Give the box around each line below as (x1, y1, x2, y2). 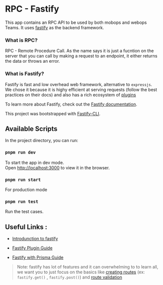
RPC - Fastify (5, 3, 59, 15)
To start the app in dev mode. (5, 160, 64, 165)
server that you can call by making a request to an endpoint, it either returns (5, 53, 158, 59)
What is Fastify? (5, 71, 44, 77)
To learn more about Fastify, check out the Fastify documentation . (5, 101, 137, 107)
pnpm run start (5, 177, 41, 182)
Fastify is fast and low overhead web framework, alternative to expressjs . (5, 81, 152, 87)
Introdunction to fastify (12, 236, 58, 242)
